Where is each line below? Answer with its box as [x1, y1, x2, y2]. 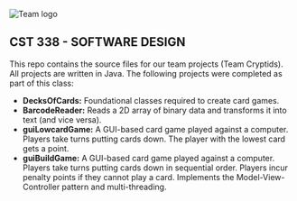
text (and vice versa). [22, 114, 102, 125]
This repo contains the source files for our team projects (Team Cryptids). [9, 59, 283, 69]
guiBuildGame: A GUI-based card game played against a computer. [22, 152, 275, 163]
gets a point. [22, 142, 70, 153]
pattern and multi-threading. [61, 181, 167, 192]
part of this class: [9, 78, 74, 88]
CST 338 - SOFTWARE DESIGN [9, 34, 186, 50]
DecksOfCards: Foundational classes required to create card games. [22, 95, 280, 105]
